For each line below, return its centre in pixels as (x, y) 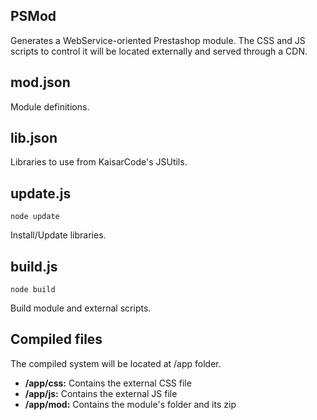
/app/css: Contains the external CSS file (108, 383)
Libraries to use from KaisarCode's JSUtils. (99, 162)
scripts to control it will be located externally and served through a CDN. (159, 51)
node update (35, 217)
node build (33, 290)
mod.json (40, 82)
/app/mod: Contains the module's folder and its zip (130, 404)
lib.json (34, 138)
